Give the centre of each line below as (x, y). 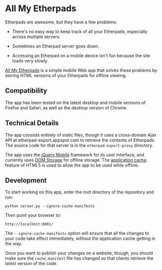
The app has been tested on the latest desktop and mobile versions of (75, 103)
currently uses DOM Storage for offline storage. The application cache (76, 160)
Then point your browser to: (33, 215)
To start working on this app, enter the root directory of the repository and (80, 192)
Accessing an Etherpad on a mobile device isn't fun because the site (81, 55)
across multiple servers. (36, 37)
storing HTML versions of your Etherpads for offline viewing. (66, 75)
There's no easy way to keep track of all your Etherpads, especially (80, 31)
